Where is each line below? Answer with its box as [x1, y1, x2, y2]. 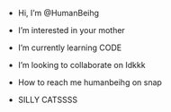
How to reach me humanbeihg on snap [17, 77, 162, 88]
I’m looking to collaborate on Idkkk [17, 60, 146, 70]
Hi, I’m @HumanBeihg [17, 8, 100, 18]
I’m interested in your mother [17, 25, 126, 35]
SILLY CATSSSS [17, 94, 78, 105]
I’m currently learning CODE [17, 42, 122, 53]
